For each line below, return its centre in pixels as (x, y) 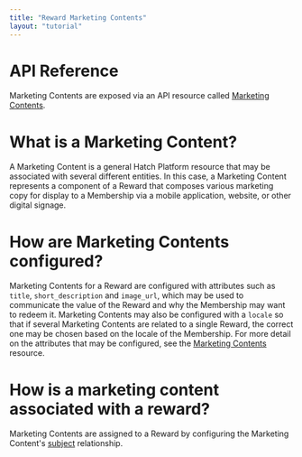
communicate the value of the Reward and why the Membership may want (147, 305)
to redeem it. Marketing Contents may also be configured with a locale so (146, 315)
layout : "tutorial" (46, 26)
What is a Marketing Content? (123, 142)
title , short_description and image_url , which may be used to (127, 295)
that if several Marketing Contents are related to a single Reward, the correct (151, 324)
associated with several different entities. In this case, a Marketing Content (148, 176)
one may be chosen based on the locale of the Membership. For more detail (150, 334)
